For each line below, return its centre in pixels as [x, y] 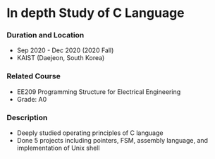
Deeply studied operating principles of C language [90, 133]
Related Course [33, 76]
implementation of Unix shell [58, 148]
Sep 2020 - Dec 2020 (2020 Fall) [65, 50]
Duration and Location [45, 35]
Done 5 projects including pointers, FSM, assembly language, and [112, 141]
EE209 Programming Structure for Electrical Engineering [99, 92]
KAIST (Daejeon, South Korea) [61, 58]
